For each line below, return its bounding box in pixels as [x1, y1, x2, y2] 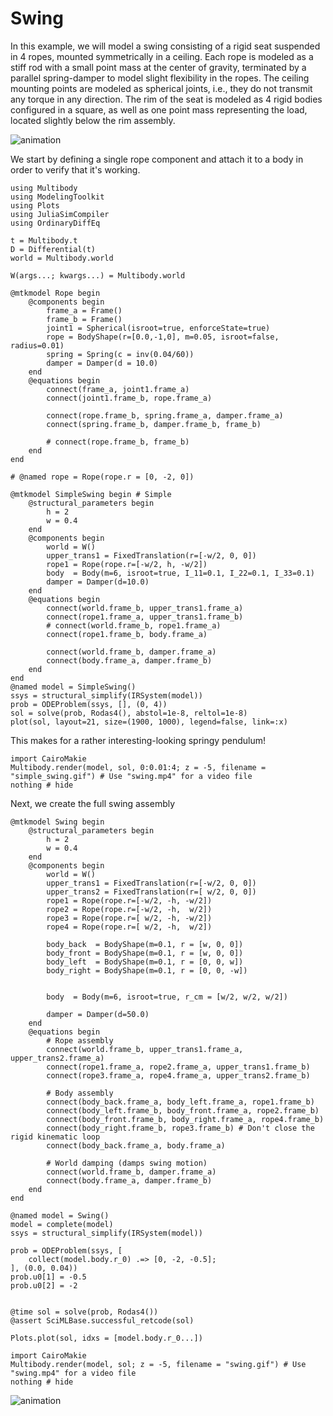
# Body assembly [46, 1088, 114, 1098]
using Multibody [10, 183, 78, 193]
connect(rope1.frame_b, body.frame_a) [46, 629, 208, 639]
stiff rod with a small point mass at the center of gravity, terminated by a [10, 61, 307, 73]
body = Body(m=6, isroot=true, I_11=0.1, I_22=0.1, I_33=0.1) [46, 568, 315, 578]
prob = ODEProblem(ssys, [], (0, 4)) [10, 699, 168, 709]
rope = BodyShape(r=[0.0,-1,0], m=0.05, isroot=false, [46, 332, 280, 342]
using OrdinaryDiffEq [10, 218, 101, 228]
